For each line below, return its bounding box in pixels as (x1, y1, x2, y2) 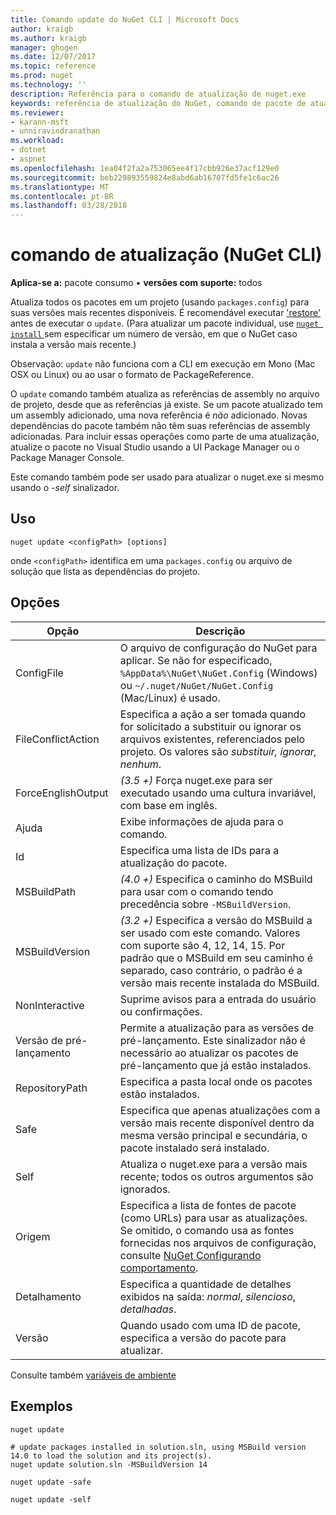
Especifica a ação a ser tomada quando (119, 707, 307, 721)
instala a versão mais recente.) (10, 339, 137, 351)
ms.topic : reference (10, 61, 97, 71)
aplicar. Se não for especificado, (119, 653, 273, 667)
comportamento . (119, 1261, 199, 1275)
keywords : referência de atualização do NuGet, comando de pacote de (10, 98, 307, 108)
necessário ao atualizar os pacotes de (119, 1046, 299, 1060)
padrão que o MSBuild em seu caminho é (119, 951, 314, 965)
